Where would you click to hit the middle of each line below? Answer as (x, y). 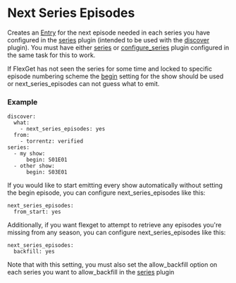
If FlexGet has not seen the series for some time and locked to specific (110, 68)
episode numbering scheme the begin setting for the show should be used (116, 76)
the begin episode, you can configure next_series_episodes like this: (106, 193)
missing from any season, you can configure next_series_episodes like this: (117, 233)
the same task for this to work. (51, 55)
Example (23, 102)
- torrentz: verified (51, 141)
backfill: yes (34, 252)
